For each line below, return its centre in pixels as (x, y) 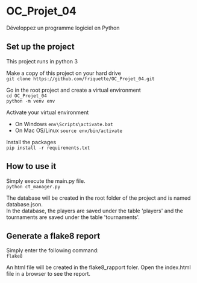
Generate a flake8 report (53, 236)
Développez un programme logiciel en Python (63, 28)
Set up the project (40, 47)
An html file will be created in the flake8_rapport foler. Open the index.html (98, 267)
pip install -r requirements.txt (48, 148)
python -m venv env (31, 101)
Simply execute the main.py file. (46, 181)
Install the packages (31, 142)
